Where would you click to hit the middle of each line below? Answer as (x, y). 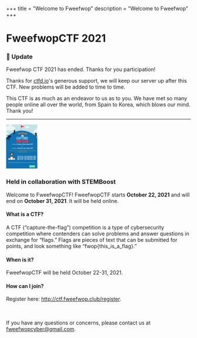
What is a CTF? (25, 214)
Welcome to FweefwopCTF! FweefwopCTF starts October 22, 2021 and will (98, 195)
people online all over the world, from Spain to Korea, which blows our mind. (98, 104)
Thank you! (20, 111)
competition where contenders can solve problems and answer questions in (98, 234)
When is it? (20, 259)
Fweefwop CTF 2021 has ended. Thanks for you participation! (81, 69)
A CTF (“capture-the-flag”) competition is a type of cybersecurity (85, 227)
